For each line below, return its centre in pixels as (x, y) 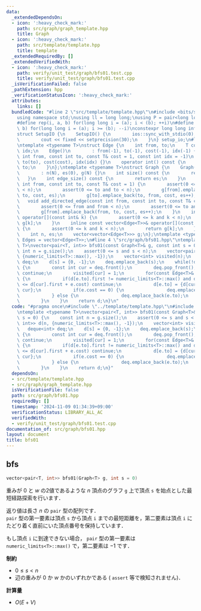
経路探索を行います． (37, 498)
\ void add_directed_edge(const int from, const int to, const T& (104, 201)
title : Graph (33, 34)
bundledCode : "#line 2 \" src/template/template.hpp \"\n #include (93, 112)
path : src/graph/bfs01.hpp (45, 396)
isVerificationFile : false (45, 390)
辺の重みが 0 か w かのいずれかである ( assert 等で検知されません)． (99, 577)
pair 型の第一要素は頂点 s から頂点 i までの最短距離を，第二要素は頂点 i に (99, 518)
